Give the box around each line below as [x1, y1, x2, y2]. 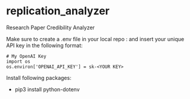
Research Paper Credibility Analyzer [6, 24, 95, 31]
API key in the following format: [6, 42, 83, 49]
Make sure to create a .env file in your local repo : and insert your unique [6, 35, 185, 42]
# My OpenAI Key [6, 53, 46, 59]
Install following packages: [6, 74, 71, 81]
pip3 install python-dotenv [14, 85, 80, 93]
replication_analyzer [6, 4, 110, 18]
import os [6, 58, 31, 64]
